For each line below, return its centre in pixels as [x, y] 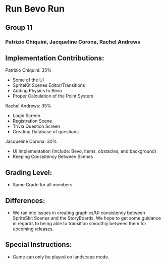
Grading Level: [29, 172]
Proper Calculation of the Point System [53, 96]
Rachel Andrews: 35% [28, 106]
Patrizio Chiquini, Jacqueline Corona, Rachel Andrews [73, 42]
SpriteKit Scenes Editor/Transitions [49, 85]
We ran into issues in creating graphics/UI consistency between [79, 213]
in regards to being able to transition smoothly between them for [79, 223]
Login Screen [26, 116]
